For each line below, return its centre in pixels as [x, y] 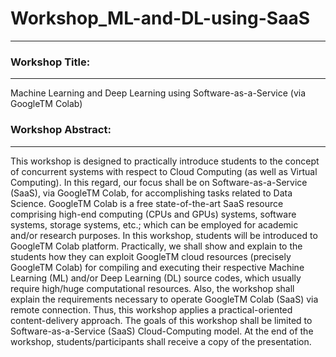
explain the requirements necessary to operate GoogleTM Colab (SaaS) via [164, 299]
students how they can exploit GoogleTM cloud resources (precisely [151, 256]
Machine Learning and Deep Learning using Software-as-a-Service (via [158, 93]
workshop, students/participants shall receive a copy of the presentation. [161, 341]
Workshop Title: [50, 62]
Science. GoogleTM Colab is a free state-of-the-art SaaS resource [147, 203]
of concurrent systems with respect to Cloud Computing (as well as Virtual [164, 171]
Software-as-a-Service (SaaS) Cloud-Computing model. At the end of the [162, 331]
